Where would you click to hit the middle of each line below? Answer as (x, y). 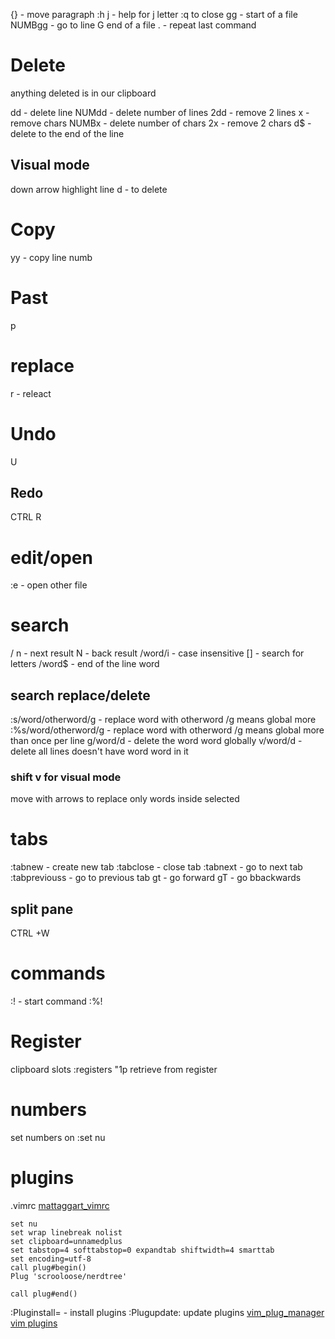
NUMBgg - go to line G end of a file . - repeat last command (133, 25)
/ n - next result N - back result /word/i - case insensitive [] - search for (157, 653)
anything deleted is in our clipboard (83, 93)
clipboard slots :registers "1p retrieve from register (114, 1069)
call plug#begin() (48, 1267)
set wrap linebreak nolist (66, 1232)
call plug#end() (44, 1294)
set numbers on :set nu (58, 1137)
